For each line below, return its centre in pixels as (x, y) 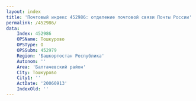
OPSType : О (30, 45)
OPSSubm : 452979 (37, 50)
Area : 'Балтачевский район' (51, 67)
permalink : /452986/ (32, 23)
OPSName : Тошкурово (41, 39)
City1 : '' (29, 78)
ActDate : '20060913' (42, 84)
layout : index (24, 12)
